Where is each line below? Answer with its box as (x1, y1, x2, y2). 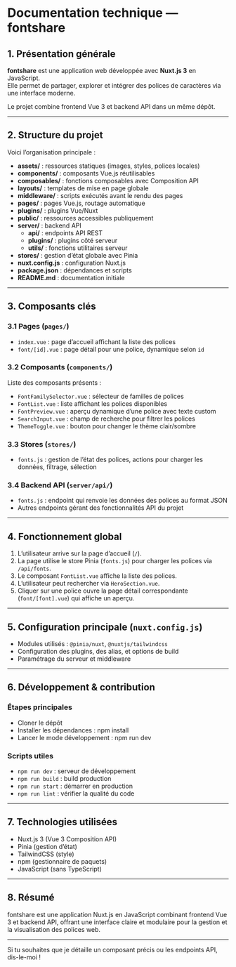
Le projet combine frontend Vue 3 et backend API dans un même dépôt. (7, 103, 216, 110)
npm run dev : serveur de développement (17, 767, 136, 775)
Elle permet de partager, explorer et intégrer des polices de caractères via (7, 81, 221, 89)
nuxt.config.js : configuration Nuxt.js (17, 258, 126, 267)
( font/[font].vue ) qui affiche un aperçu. (17, 594, 135, 603)
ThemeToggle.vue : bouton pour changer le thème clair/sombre (17, 421, 197, 430)
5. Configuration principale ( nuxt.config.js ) (7, 621, 203, 633)
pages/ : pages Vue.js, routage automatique (17, 199, 145, 207)
